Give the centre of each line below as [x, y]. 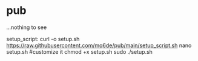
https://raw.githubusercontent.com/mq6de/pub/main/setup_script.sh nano [99, 45]
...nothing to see [27, 27]
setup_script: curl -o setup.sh [43, 39]
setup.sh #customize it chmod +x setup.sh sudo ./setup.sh [80, 51]
